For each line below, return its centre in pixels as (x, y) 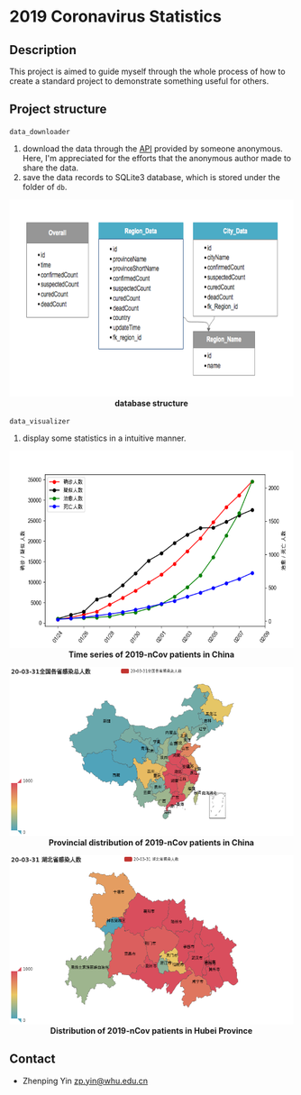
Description (43, 50)
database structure (151, 403)
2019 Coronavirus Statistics (116, 17)
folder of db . (45, 187)
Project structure (58, 109)
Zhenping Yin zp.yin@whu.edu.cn (85, 1081)
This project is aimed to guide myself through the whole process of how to (147, 71)
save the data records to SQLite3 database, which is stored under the (151, 177)
